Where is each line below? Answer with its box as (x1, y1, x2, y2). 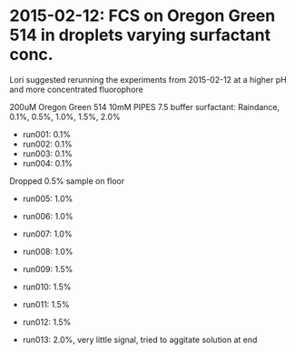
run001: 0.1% (22, 128, 71, 139)
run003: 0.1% (22, 147, 73, 159)
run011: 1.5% (22, 298, 70, 309)
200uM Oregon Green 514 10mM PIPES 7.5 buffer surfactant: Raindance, (9, 101, 280, 112)
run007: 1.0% (22, 228, 73, 239)
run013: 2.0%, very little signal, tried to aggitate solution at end (22, 334, 258, 345)
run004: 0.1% (22, 157, 74, 168)
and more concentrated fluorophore (9, 84, 143, 95)
